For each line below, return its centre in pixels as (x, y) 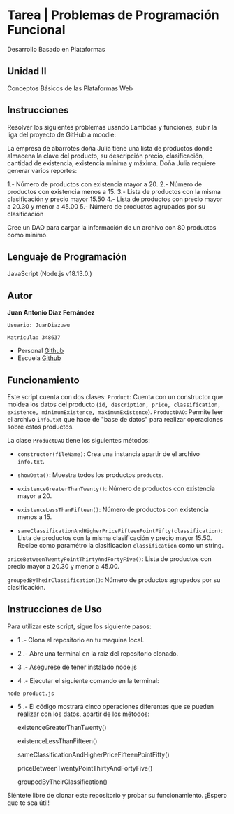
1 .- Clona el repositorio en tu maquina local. (81, 640)
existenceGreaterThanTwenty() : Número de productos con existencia (116, 488)
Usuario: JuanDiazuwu (39, 326)
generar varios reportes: (42, 170)
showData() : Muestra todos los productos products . (90, 475)
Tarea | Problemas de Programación (113, 15)
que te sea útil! (29, 803)
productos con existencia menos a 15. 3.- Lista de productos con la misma (114, 191)
